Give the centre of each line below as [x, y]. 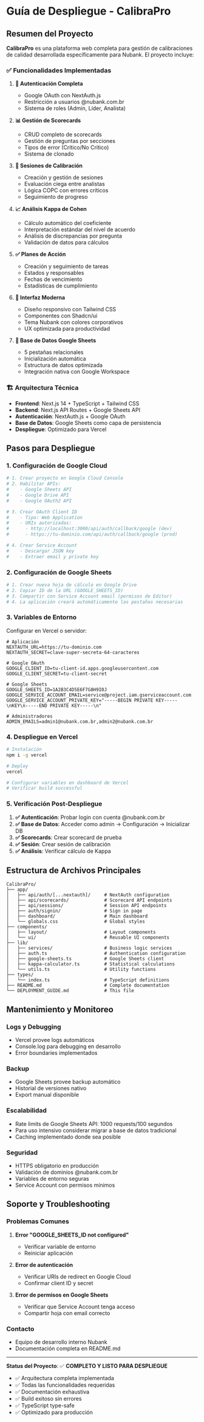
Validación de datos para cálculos [66, 243]
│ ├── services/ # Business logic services [89, 948]
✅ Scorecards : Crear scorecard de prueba [68, 837]
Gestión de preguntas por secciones [70, 141]
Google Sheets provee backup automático [68, 1082]
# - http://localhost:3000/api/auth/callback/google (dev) [89, 529]
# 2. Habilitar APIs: [34, 484]
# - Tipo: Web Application [45, 517]
